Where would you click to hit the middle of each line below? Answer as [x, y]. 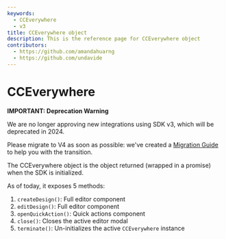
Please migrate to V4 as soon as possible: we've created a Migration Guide [113, 144]
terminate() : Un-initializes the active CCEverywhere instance [101, 228]
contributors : [27, 45]
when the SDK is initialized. [46, 173]
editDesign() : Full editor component [68, 206]
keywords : [21, 13]
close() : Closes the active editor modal [72, 221]
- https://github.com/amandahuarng [64, 52]
